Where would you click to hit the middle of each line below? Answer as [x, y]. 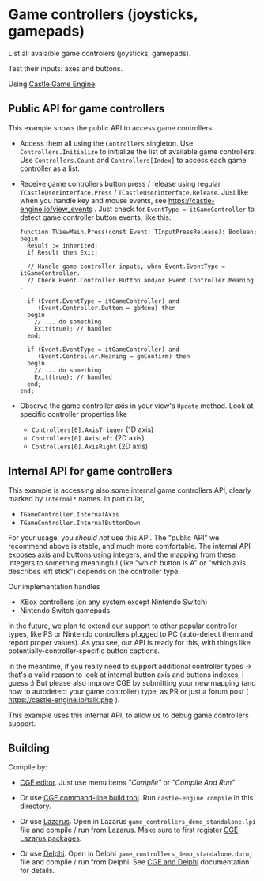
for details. [37, 871]
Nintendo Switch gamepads [65, 610]
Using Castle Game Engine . [53, 84]
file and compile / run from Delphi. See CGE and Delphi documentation [134, 862]
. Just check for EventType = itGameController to [175, 209]
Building [29, 748]
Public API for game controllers [87, 109]
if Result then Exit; [63, 252]
